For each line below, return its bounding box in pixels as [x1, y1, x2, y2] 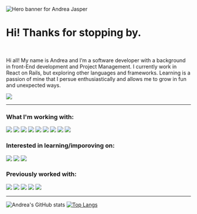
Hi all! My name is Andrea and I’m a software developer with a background [6, 56, 186, 64]
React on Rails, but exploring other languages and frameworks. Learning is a [6, 69, 191, 76]
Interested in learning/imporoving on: [6, 141, 115, 150]
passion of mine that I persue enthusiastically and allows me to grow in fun [6, 75, 186, 82]
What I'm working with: [6, 113, 74, 121]
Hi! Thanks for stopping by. [6, 26, 142, 39]
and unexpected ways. [6, 81, 61, 89]
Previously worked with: [6, 170, 77, 178]
